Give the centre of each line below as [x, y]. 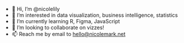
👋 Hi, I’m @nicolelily [36, 9]
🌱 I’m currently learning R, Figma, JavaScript [66, 21]
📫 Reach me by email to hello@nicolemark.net [68, 34]
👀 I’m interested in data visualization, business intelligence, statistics [95, 15]
